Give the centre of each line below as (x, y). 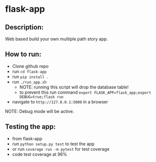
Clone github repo (30, 66)
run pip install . (30, 77)
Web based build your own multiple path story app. (56, 39)
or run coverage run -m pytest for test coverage (61, 149)
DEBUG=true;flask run (41, 97)
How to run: (23, 54)
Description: (24, 27)
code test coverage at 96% (40, 154)
